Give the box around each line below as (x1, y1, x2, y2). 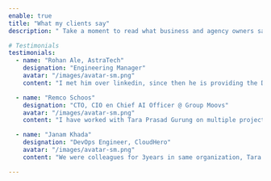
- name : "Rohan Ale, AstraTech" (15, 57, 125, 65)
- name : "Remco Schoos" (15, 94, 95, 102)
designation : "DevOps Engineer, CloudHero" (23, 138, 172, 146)
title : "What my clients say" (8, 19, 110, 27)
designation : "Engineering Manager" (23, 64, 147, 73)
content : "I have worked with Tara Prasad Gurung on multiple (23, 116, 236, 124)
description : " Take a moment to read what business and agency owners (8, 27, 254, 35)
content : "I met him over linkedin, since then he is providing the (23, 78, 258, 87)
